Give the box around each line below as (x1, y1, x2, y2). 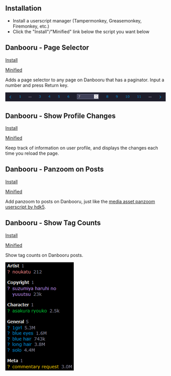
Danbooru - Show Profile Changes (5, 111, 116, 120)
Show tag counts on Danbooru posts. (5, 252, 83, 258)
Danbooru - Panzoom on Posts (5, 165, 104, 174)
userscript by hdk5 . (5, 204, 46, 210)
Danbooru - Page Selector (5, 43, 89, 52)
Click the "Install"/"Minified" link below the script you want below (12, 28, 150, 35)
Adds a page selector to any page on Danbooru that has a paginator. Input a (5, 77, 164, 83)
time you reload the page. (5, 150, 60, 156)
